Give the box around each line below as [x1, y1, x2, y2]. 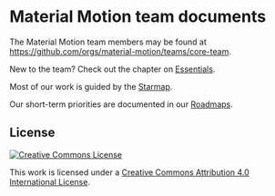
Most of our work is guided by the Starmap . [9, 81, 173, 92]
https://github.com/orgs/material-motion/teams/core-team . [9, 45, 232, 56]
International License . [9, 176, 91, 187]
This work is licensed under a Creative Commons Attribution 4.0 [9, 166, 250, 178]
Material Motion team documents [9, 6, 267, 27]
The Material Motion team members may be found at [9, 36, 208, 47]
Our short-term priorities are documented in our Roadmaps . [9, 98, 234, 110]
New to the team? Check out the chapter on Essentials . [9, 64, 216, 74]
